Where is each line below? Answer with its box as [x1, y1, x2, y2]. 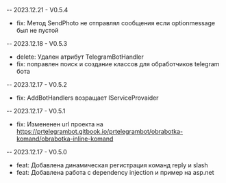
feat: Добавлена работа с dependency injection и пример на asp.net [16, 169, 214, 176]
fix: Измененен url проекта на [16, 120, 103, 128]
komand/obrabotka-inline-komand [16, 135, 114, 143]
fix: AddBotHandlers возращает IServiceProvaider [16, 94, 159, 102]
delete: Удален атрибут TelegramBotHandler [16, 53, 145, 61]
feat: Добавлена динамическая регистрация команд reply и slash [16, 161, 208, 169]
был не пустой [16, 27, 59, 34]
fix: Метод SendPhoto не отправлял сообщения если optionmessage [16, 19, 216, 27]
